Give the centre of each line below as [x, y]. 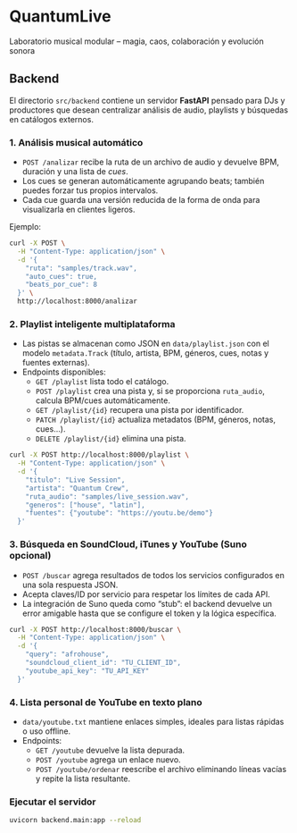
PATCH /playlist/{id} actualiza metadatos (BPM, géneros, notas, [156, 420]
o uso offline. [46, 731]
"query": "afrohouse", [67, 654]
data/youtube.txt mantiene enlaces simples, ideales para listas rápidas [153, 721]
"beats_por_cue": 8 [62, 285]
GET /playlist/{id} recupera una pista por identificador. [140, 410]
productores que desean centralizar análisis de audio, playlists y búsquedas [148, 110]
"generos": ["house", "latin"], [85, 505]
